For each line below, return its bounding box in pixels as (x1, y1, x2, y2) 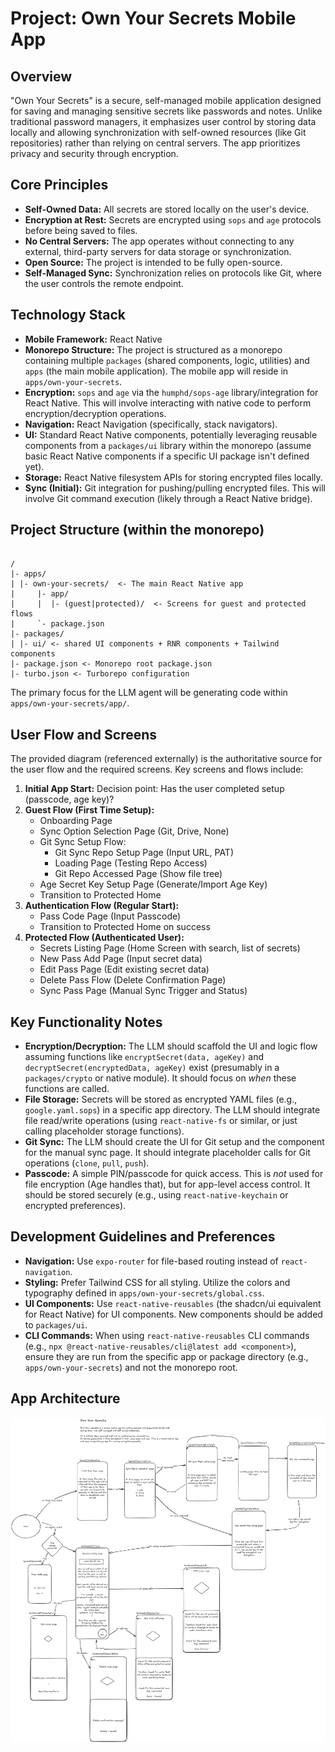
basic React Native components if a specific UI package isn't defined (24, 450, 310, 462)
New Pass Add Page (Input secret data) (39, 953, 203, 965)
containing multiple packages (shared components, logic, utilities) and (24, 354, 310, 366)
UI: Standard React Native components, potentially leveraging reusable (24, 428, 318, 441)
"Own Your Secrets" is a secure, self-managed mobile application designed (10, 95, 322, 106)
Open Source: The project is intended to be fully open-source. (24, 256, 283, 268)
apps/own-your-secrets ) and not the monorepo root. (24, 1361, 238, 1373)
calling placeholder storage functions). (24, 1125, 185, 1137)
